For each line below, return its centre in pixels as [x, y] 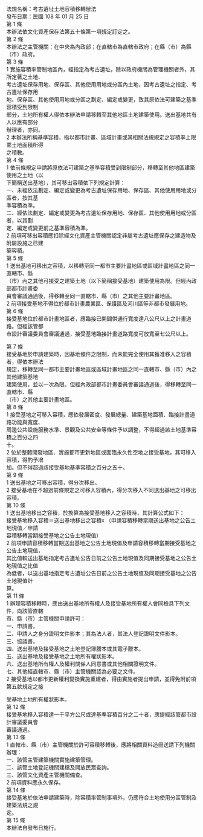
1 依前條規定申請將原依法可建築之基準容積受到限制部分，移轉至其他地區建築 [101, 167]
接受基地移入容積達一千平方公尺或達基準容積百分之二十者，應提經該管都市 [99, 714]
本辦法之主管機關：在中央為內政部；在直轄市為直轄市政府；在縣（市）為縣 [99, 47]
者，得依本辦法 [25, 362]
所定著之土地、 [25, 77]
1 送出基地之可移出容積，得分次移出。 [53, 483]
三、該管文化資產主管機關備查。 [46, 775]
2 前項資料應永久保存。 [35, 782]
